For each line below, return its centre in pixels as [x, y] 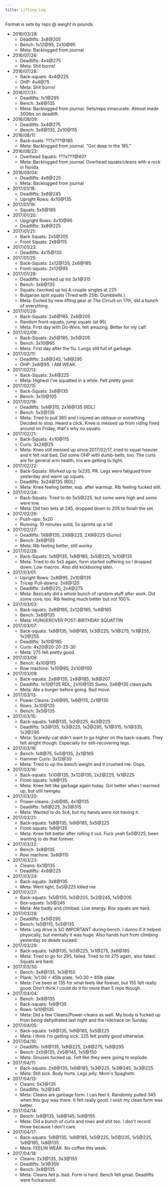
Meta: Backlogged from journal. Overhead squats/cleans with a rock [90, 162]
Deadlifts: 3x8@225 [40, 226]
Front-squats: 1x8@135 [43, 780]
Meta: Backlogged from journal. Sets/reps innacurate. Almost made [89, 108]
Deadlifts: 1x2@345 [40, 1089]
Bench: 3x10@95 [37, 343]
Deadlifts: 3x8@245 [40, 194]
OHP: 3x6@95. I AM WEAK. [48, 364]
